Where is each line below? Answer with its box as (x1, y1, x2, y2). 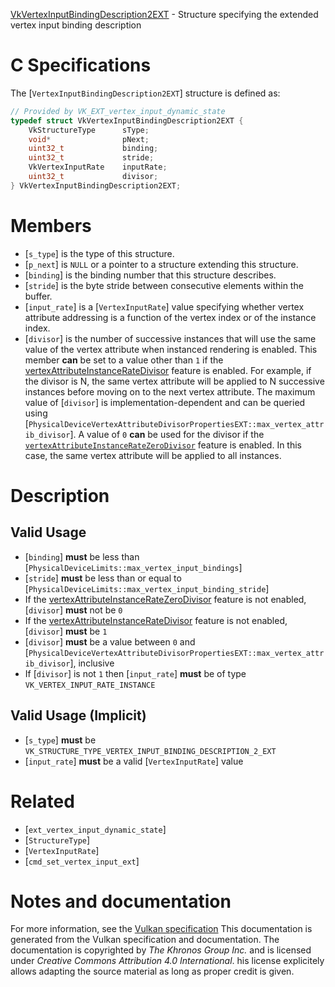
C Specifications (10, 54, 152, 77)
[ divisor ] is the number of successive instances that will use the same (24, 332, 317, 344)
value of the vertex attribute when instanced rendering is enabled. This (24, 343, 318, 355)
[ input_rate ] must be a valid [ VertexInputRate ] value (24, 755, 244, 767)
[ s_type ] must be (24, 734, 97, 746)
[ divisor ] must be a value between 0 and (24, 635, 196, 648)
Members (10, 215, 92, 237)
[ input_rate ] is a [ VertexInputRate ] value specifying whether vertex (24, 300, 305, 313)
